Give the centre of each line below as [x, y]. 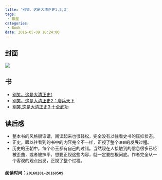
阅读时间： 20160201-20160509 [34, 173]
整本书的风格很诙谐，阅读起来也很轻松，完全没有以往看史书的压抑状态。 [84, 136]
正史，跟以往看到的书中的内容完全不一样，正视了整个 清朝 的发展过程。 [82, 142]
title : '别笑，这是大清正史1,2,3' [37, 10]
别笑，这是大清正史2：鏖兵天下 [43, 100]
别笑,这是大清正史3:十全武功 [40, 107]
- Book [14, 28]
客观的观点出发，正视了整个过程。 [51, 161]
